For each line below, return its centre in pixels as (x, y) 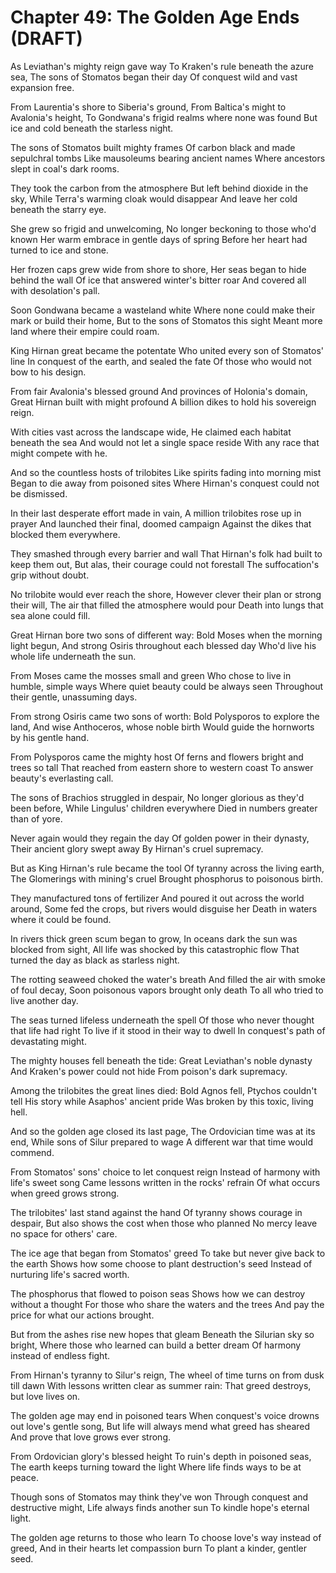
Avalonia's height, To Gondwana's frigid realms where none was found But (164, 117)
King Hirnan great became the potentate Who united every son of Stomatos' (167, 350)
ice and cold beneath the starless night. (92, 128)
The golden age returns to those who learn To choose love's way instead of (166, 1537)
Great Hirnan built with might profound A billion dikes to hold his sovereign (163, 402)
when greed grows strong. (65, 1193)
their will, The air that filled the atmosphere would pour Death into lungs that (167, 605)
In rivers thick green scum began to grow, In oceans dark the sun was (154, 938)
